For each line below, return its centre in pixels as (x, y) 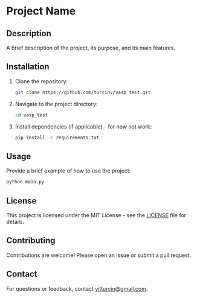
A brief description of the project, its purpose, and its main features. (91, 48)
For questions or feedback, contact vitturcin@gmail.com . (77, 288)
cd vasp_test (31, 115)
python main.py (25, 182)
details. (15, 221)
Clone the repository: (41, 81)
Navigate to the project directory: (56, 104)
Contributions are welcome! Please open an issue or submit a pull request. (99, 255)
